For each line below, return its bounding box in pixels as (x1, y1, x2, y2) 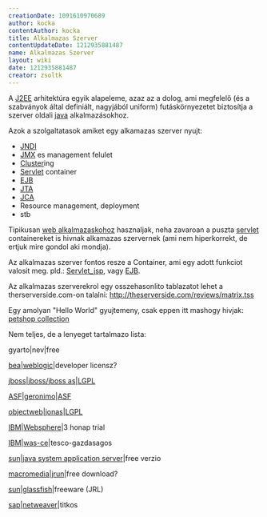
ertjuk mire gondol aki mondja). (8, 242, 111, 251)
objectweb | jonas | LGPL (8, 407, 83, 416)
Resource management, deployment (19, 201, 140, 210)
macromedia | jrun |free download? (8, 469, 118, 479)
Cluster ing (19, 158, 54, 168)
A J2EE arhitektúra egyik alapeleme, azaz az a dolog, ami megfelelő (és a (8, 93, 250, 102)
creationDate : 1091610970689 (8, 11, 106, 20)
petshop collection (8, 314, 70, 323)
